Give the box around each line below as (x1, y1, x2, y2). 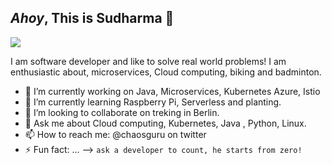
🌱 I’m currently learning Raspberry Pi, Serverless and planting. (24, 96, 282, 108)
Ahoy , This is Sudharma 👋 (10, 10, 175, 27)
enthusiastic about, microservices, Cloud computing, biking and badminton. (10, 66, 322, 78)
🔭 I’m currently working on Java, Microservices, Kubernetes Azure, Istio (24, 85, 321, 97)
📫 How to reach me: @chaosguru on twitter (24, 128, 207, 140)
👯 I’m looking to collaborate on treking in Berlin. (24, 106, 220, 118)
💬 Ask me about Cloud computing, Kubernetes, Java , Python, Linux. (24, 117, 307, 129)
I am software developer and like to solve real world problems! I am (10, 55, 287, 67)
